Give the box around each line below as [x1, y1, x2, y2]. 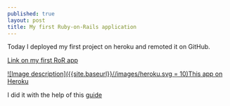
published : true [7, 10, 55, 18]
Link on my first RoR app [7, 56, 79, 65]
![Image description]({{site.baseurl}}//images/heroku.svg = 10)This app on [7, 69, 223, 78]
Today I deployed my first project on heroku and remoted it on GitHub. [7, 43, 211, 51]
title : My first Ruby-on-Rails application [7, 23, 137, 30]
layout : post [7, 17, 46, 24]
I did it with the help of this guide [7, 91, 103, 99]
